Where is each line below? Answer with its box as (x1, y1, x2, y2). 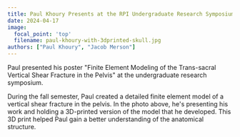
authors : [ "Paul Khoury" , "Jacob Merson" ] (7, 44, 136, 51)
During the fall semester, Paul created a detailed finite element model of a (7, 92, 224, 101)
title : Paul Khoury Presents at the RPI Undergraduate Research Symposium (7, 10, 235, 18)
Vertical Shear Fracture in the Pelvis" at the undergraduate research (7, 71, 207, 79)
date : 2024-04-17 (7, 17, 59, 24)
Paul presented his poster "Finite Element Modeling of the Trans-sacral (7, 64, 216, 71)
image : (7, 24, 27, 31)
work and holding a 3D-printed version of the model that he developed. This (7, 108, 231, 116)
